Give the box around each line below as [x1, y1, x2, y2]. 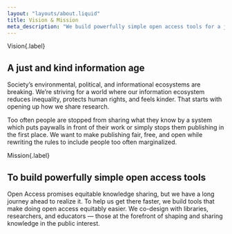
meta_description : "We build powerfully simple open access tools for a [7, 23, 221, 30]
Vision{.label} [7, 42, 46, 51]
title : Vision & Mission [7, 17, 79, 24]
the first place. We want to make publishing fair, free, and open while [7, 131, 203, 139]
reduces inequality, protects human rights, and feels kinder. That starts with [7, 95, 222, 104]
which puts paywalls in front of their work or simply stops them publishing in [7, 123, 224, 132]
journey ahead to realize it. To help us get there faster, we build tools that [7, 197, 215, 205]
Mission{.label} [7, 152, 50, 160]
